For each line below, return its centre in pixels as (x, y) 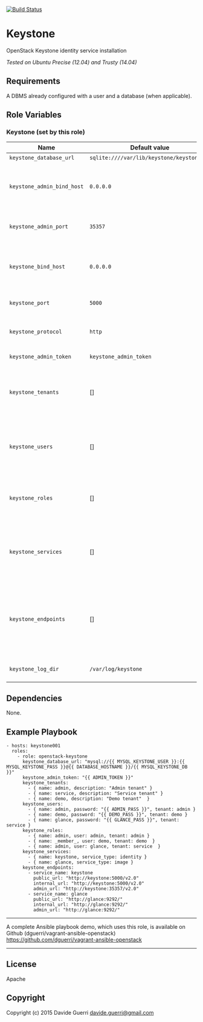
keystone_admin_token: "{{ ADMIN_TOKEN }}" (78, 778)
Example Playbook (42, 732)
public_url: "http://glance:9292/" (78, 899)
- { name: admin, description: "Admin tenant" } (90, 788)
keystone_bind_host (37, 267)
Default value (150, 148)
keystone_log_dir (34, 669)
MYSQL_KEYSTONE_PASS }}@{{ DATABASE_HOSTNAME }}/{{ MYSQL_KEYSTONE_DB (97, 767)
